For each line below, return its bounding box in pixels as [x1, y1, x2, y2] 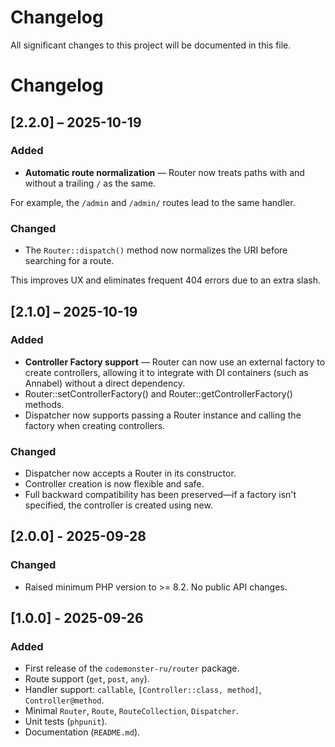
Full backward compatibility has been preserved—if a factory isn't [24, 489, 297, 501]
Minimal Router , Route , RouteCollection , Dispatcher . [24, 705, 239, 717]
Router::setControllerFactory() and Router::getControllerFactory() [24, 387, 293, 400]
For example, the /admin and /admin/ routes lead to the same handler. [10, 196, 296, 208]
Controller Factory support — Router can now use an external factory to [24, 356, 326, 368]
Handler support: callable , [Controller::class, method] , [24, 684, 262, 696]
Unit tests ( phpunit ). [24, 716, 108, 728]
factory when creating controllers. [24, 419, 166, 431]
